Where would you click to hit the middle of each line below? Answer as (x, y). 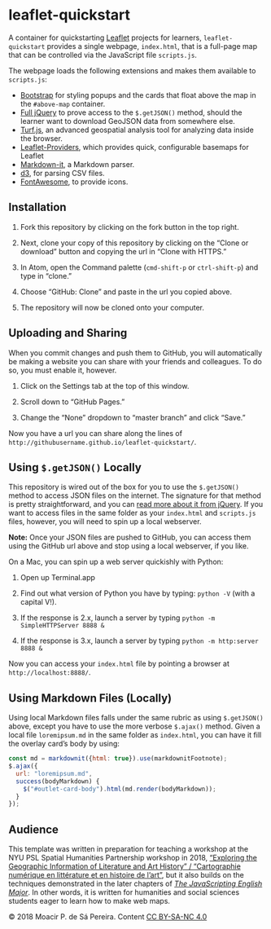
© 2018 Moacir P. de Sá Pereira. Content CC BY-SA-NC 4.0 (108, 917)
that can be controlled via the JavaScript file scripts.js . (103, 55)
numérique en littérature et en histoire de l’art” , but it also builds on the (126, 875)
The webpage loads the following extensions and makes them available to (132, 70)
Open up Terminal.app (58, 578)
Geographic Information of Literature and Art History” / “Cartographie (125, 866)
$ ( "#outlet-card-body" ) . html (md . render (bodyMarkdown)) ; (120, 789)
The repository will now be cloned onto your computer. (112, 307)
